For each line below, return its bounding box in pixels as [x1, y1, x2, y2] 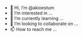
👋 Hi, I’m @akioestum [10, 5, 54, 10]
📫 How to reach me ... [10, 26, 57, 32]
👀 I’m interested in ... [10, 10, 53, 16]
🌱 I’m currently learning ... [10, 15, 64, 21]
